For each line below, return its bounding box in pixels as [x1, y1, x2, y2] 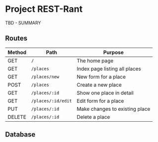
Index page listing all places [76, 65, 141, 72]
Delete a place [76, 113, 110, 120]
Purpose [103, 48, 124, 55]
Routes [5, 34, 28, 43]
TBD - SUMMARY [5, 20, 41, 26]
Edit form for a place [76, 97, 124, 104]
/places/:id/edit [31, 98, 72, 103]
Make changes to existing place [76, 105, 151, 112]
